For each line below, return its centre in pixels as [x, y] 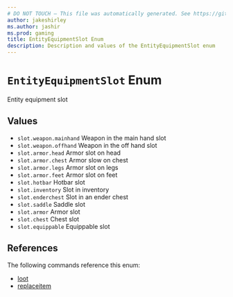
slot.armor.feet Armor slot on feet [67, 175]
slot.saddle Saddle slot [51, 204]
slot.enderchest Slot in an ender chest [72, 197]
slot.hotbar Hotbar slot [51, 182]
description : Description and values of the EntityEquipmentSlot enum [111, 46]
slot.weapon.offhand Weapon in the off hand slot [87, 145]
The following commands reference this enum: [74, 265]
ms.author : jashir [34, 26]
